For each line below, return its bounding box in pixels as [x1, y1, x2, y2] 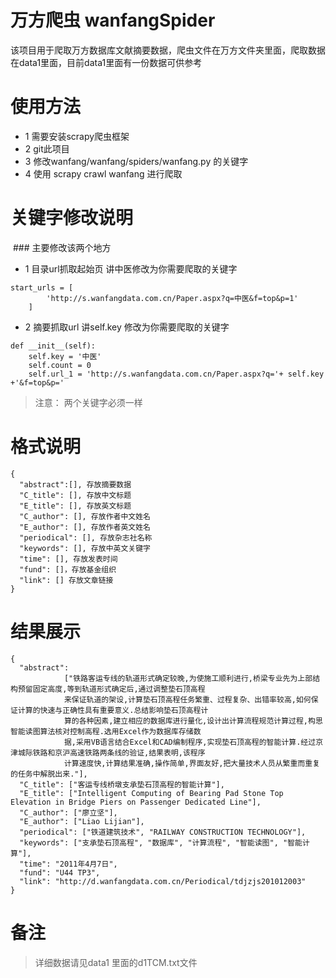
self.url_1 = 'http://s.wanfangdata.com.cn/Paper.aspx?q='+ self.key [28, 369, 325, 379]
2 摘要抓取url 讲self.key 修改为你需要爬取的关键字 [24, 321, 230, 333]
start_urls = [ [10, 282, 74, 293]
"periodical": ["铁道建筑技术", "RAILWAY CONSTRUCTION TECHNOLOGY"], [19, 827, 307, 837]
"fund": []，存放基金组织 [19, 564, 117, 575]
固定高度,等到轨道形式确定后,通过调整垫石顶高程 [32, 684, 206, 694]
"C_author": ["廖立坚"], [19, 807, 118, 818]
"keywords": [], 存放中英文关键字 [19, 543, 151, 553]
